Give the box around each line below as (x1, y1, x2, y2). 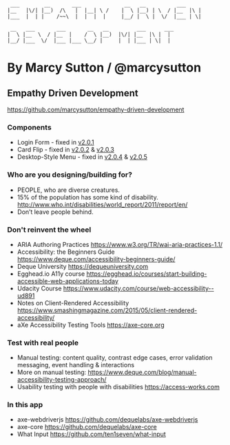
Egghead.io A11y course (17, 270, 85, 278)
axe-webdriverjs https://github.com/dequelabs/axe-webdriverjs (17, 415, 198, 424)
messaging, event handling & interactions (17, 361, 135, 369)
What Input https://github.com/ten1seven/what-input (17, 430, 167, 438)
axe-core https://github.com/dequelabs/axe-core (17, 423, 157, 431)
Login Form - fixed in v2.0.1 (17, 138, 94, 146)
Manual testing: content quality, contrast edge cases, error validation (17, 354, 213, 362)
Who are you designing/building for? (7, 170, 133, 180)
